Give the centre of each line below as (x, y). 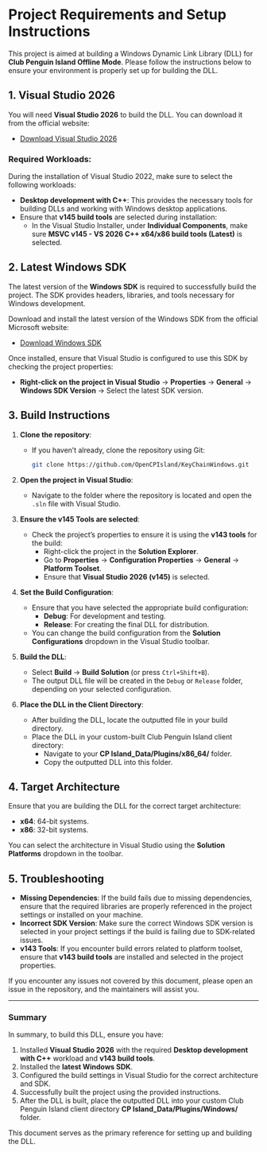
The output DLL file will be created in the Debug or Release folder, (137, 681)
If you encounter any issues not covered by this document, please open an (130, 981)
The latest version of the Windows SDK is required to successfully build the (132, 286)
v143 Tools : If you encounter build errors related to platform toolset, (131, 948)
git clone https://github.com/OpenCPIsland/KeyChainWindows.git (140, 464)
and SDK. (35, 1084)
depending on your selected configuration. (102, 688)
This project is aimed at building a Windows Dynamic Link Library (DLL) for (131, 53)
